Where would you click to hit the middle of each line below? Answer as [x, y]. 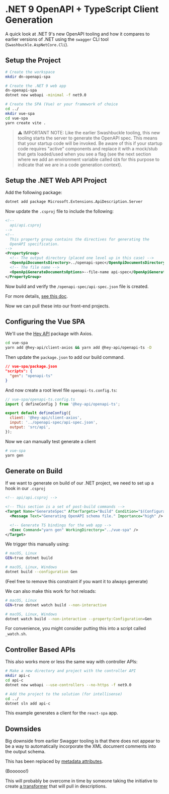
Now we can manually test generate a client [51, 441]
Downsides [23, 729]
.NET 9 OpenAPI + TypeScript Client [82, 9]
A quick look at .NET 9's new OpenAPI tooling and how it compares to [77, 34]
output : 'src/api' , [30, 427]
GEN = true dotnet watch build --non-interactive [56, 605]
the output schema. [25, 752]
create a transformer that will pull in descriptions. [56, 786]
